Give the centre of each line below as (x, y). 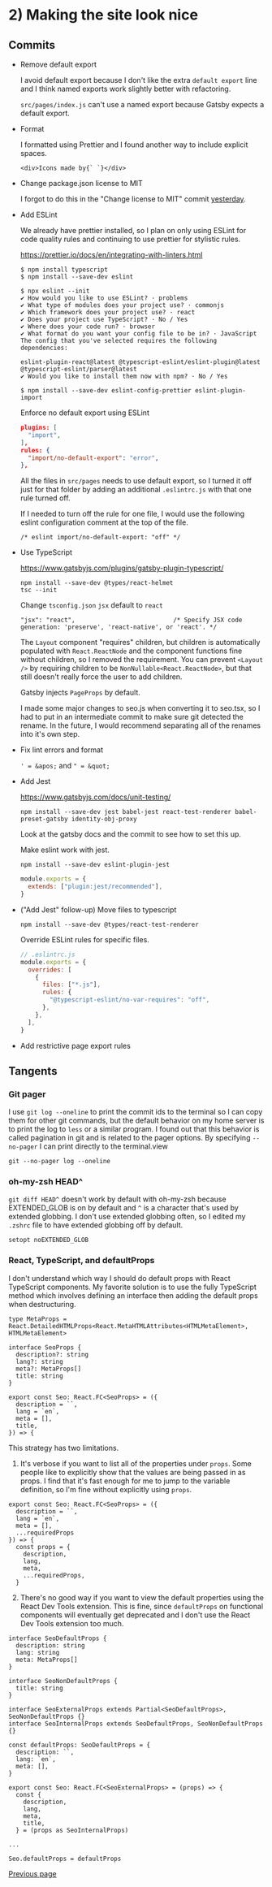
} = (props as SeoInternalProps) (72, 1830)
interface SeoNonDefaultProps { (63, 1681)
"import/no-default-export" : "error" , (93, 458)
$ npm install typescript (64, 270)
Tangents (33, 1071)
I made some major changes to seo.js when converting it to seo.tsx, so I (140, 708)
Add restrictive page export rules (76, 1045)
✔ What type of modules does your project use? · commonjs (122, 305)
